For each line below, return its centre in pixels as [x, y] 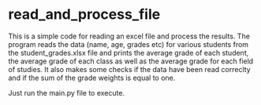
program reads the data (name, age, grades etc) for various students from [129, 44]
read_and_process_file [84, 14]
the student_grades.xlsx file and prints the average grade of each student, [129, 52]
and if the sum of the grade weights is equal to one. [92, 78]
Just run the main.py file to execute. [66, 92]
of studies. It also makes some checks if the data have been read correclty [129, 69]
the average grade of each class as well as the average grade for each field [131, 61]
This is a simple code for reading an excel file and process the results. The [129, 36]
